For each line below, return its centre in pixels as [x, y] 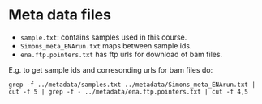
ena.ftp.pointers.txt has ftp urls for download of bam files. [121, 54]
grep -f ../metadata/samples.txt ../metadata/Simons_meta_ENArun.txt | [132, 85]
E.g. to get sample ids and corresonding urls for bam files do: [111, 69]
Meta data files [60, 15]
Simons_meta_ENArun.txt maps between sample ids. [106, 45]
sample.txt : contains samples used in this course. [103, 37]
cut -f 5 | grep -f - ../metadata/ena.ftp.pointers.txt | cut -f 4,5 [129, 92]
